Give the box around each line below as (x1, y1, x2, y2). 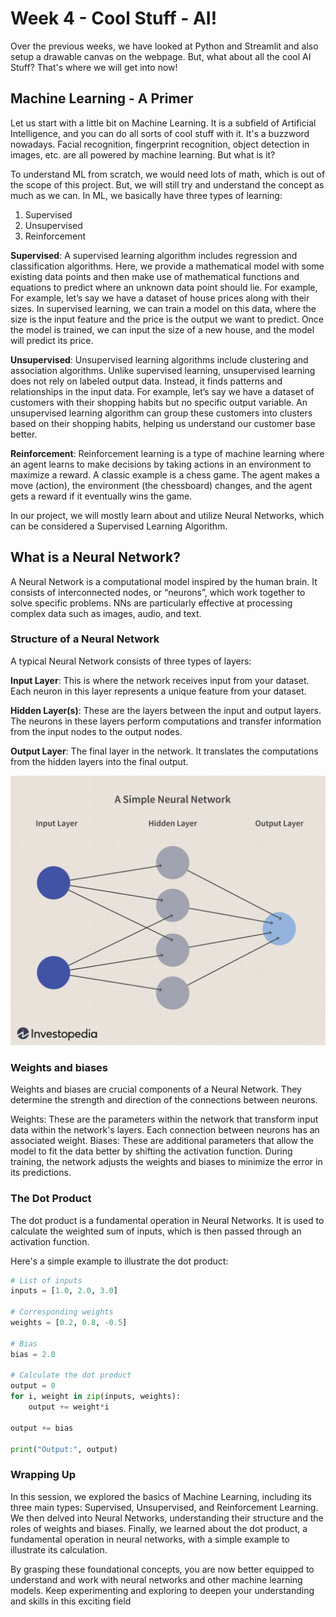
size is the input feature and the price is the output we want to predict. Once (10, 313, 325, 325)
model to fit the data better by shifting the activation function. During (10, 1145, 293, 1157)
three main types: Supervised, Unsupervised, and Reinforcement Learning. (10, 1501, 319, 1513)
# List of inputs (10, 1275, 83, 1286)
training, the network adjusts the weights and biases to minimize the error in (10, 1156, 323, 1168)
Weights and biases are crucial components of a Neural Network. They (10, 1083, 302, 1096)
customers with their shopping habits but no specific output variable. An (10, 396, 308, 408)
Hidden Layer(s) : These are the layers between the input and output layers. (10, 704, 322, 716)
